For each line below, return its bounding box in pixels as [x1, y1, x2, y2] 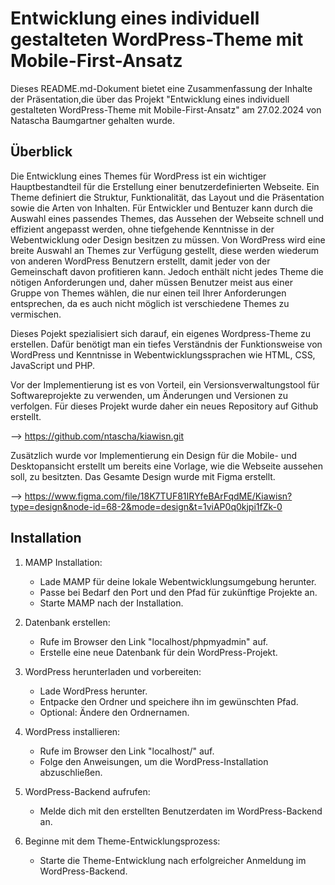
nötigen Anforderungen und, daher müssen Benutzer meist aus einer [10, 276, 293, 288]
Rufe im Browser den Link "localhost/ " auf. [39, 745, 215, 757]
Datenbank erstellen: [24, 616, 111, 628]
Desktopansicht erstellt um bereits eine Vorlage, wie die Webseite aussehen [10, 460, 323, 472]
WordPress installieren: [24, 725, 121, 737]
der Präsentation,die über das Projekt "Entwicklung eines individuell [10, 93, 290, 105]
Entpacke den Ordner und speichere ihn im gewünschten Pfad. [39, 695, 299, 707]
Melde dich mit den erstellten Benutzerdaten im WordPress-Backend [39, 805, 323, 817]
